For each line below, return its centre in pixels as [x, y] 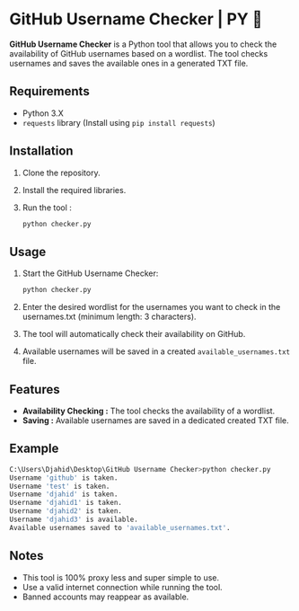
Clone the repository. [61, 173]
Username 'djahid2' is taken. [66, 511]
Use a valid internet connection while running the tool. [122, 587]
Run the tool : [47, 208]
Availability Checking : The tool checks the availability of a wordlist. [149, 411]
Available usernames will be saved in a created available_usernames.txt [156, 351]
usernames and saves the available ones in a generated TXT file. [129, 63]
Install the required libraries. [74, 190]
